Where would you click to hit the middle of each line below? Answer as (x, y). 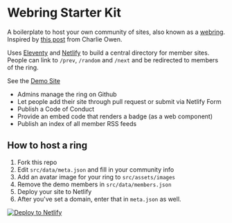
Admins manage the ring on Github (67, 94)
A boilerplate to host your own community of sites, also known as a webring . (116, 32)
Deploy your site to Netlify (54, 191)
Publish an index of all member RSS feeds (77, 123)
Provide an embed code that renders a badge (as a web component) (115, 116)
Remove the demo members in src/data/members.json (94, 184)
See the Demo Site (34, 80)
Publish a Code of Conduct (56, 109)
